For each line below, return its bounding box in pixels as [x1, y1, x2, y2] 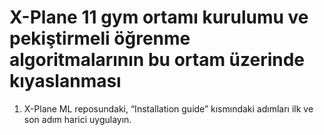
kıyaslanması [9, 70, 122, 93]
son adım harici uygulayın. [23, 113, 132, 125]
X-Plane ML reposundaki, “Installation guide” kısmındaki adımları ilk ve [23, 102, 314, 115]
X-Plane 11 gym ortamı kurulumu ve [9, 6, 309, 29]
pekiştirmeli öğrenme [9, 27, 191, 50]
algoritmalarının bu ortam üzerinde [9, 49, 306, 71]
